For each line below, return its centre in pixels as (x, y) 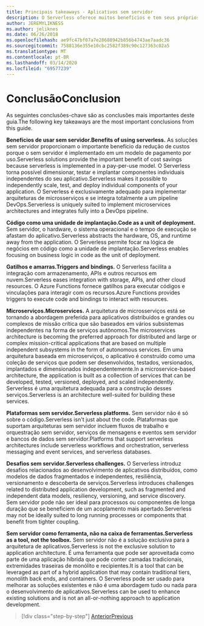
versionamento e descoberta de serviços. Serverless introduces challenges (100, 483)
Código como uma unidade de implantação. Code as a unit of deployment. (101, 223)
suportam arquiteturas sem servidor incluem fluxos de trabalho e (87, 426)
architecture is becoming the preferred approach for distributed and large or (102, 337)
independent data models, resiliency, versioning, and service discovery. (96, 496)
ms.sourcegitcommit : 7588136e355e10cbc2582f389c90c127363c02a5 (88, 46)
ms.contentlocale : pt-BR (38, 57)
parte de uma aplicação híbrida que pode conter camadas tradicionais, (95, 559)
